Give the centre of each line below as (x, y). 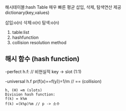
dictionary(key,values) (27, 13)
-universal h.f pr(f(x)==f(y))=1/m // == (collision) (54, 81)
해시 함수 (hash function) (42, 59)
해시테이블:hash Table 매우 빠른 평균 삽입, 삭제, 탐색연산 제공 (63, 7)
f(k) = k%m (16, 98)
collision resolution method (39, 42)
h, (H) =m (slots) (24, 90)
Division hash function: (30, 94)
